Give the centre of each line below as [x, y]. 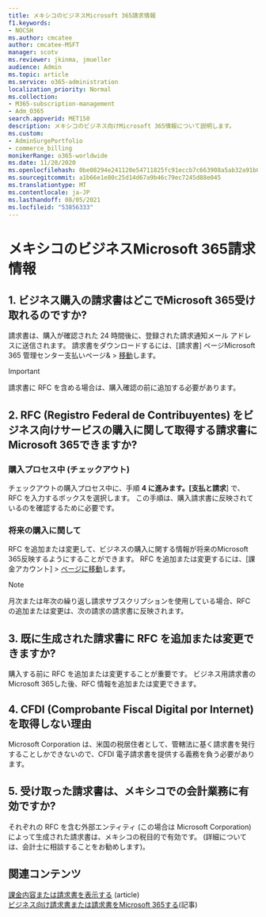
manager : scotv [33, 52]
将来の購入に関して [45, 530]
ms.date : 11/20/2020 [42, 163]
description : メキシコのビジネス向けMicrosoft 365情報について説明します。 [122, 126]
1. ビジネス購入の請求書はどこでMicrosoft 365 [122, 300]
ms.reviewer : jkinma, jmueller [60, 60]
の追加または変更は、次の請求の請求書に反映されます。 [98, 611]
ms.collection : [33, 97]
